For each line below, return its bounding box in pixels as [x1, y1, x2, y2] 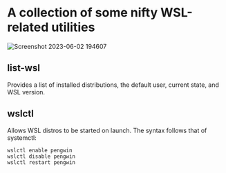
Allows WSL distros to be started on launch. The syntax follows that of [7, 126, 207, 134]
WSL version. [7, 88, 46, 96]
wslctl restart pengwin [7, 159, 76, 166]
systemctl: [7, 133, 37, 142]
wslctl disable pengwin [7, 153, 76, 160]
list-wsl [7, 62, 40, 74]
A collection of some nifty [7, 5, 158, 21]
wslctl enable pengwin [7, 147, 73, 154]
